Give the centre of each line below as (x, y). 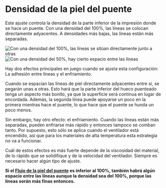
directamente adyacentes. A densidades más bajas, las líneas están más (79, 33)
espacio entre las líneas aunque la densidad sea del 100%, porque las (78, 176)
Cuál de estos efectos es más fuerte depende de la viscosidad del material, (82, 150)
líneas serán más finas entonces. (40, 181)
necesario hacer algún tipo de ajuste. (43, 161)
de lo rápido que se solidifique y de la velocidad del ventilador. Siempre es (81, 156)
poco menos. (19, 110)
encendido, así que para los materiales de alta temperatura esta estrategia (81, 135)
